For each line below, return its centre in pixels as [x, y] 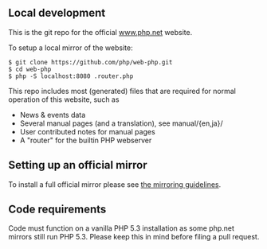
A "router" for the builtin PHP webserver [86, 140]
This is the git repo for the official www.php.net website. [100, 32]
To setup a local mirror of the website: [71, 48]
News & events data [53, 115]
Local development [57, 13]
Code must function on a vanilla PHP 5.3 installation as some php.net [122, 228]
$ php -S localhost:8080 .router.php [71, 76]
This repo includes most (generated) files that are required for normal [122, 91]
